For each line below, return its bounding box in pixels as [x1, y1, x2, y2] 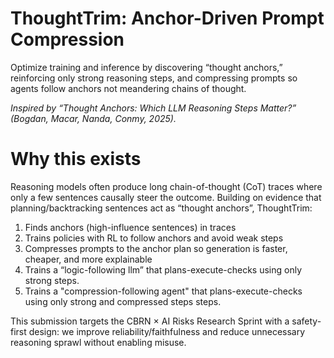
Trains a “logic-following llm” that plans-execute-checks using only [24, 263, 303, 276]
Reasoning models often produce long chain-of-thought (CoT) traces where [10, 180, 323, 192]
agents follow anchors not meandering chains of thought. [10, 82, 247, 94]
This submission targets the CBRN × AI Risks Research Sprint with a [10, 315, 290, 327]
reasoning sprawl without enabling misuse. [10, 336, 187, 348]
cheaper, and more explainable [24, 253, 153, 265]
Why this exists [10, 148, 142, 171]
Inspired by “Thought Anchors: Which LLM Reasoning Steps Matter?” [10, 102, 297, 114]
